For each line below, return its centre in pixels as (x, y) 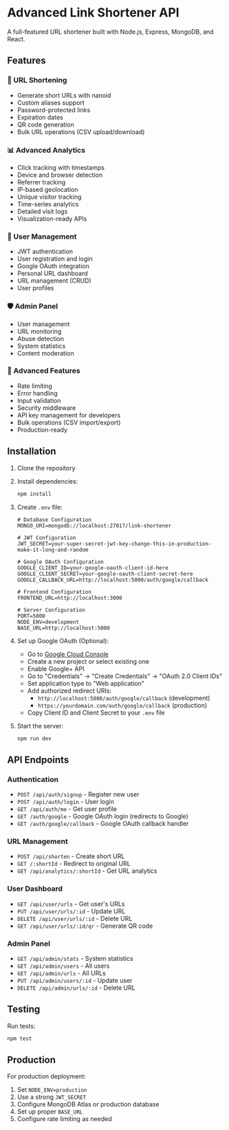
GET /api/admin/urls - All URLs (62, 973)
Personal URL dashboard (52, 274)
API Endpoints (38, 760)
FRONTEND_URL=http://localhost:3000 (69, 598)
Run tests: (21, 1025)
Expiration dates (40, 117)
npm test (20, 1039)
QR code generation (45, 124)
